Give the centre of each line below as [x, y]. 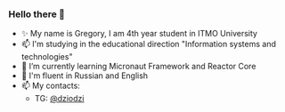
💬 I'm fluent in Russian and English [85, 76]
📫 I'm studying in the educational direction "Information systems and [149, 44]
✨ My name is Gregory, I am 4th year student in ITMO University [139, 34]
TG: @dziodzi [59, 99]
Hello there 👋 [37, 14]
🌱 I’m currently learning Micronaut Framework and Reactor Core [138, 67]
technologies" [47, 57]
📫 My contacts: [51, 86]
